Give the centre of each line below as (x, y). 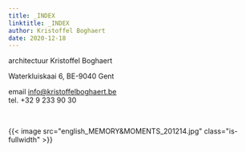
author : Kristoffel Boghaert (57, 30)
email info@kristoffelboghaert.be (63, 92)
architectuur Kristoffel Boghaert (60, 61)
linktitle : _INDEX (39, 23)
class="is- (221, 131)
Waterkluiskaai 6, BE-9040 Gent (61, 76)
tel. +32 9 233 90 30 (42, 100)
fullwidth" (24, 140)
